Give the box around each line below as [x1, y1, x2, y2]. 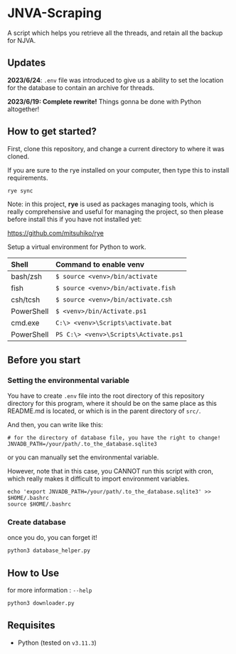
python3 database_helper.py [7, 547, 91, 554]
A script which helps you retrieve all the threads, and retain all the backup [7, 29, 223, 37]
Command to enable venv [55, 260, 144, 270]
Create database [7, 517, 66, 527]
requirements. [7, 173, 48, 182]
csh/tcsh [11, 295, 41, 305]
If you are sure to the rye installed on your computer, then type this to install [7, 165, 230, 174]
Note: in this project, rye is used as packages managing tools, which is [7, 200, 215, 208]
